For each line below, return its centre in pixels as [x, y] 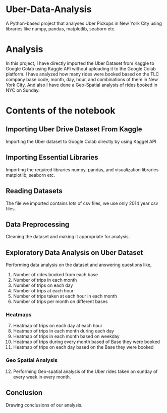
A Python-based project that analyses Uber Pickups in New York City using [84, 23]
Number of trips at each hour [43, 291]
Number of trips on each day [43, 285]
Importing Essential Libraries [52, 157]
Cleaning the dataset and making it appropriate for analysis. [68, 237]
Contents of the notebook [61, 111]
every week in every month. [42, 377]
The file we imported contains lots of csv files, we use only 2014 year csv [82, 203]
